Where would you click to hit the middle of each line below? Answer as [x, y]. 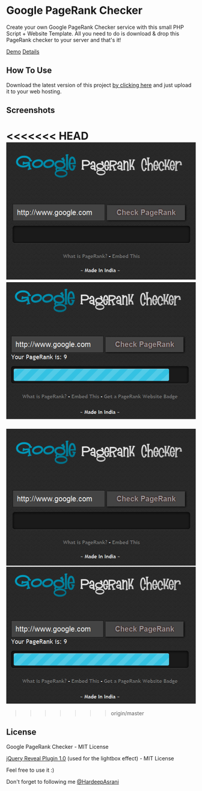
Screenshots [31, 110]
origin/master [127, 713]
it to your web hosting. [34, 91]
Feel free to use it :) [30, 770]
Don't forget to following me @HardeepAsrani [63, 781]
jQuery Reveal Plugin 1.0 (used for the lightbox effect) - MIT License [90, 758]
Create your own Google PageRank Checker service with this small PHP [95, 27]
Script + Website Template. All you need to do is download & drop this [93, 33]
